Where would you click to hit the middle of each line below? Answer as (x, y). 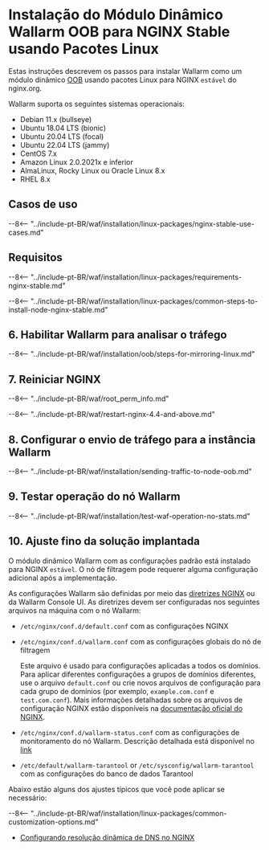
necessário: (28, 798)
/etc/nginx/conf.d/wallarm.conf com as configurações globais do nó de (141, 641)
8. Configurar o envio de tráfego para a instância (132, 439)
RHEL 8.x (35, 179)
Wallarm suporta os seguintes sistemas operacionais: (96, 104)
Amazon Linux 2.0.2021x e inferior (77, 161)
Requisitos (35, 257)
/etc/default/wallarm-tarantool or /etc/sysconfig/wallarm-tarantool (137, 765)
